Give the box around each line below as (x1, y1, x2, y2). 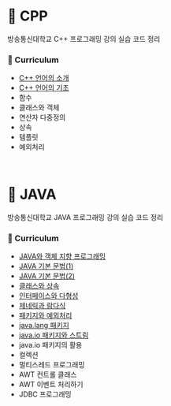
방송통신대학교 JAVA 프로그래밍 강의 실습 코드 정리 (7, 213, 164, 222)
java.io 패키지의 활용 (18, 341, 83, 350)
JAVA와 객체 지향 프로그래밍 (18, 251, 106, 261)
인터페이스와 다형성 (18, 291, 79, 300)
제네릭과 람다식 (18, 301, 66, 311)
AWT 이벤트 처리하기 (18, 380, 84, 389)
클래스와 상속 (18, 281, 60, 291)
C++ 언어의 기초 (18, 83, 69, 93)
